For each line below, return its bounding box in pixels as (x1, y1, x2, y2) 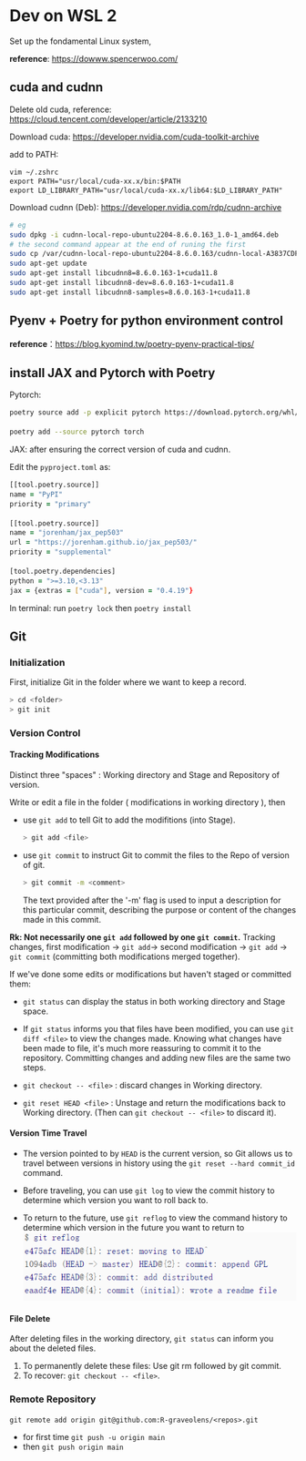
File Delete (9, 1313, 51, 1323)
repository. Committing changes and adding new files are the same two (22, 1052, 291, 1063)
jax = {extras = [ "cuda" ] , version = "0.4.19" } (9, 586, 194, 595)
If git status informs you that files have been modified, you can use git (22, 1023, 294, 1034)
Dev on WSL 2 (9, 5, 117, 26)
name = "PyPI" (9, 489, 64, 499)
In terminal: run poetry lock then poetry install (9, 602, 192, 613)
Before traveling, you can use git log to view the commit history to (22, 1185, 275, 1196)
